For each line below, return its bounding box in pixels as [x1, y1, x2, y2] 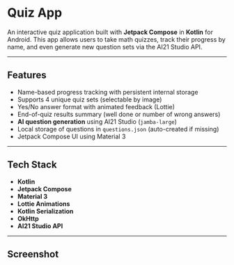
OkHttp [17, 214, 40, 223]
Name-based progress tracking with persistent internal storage [17, 88, 198, 96]
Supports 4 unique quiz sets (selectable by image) [17, 95, 162, 104]
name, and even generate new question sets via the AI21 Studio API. [7, 42, 203, 51]
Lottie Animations [17, 200, 70, 208]
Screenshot [7, 248, 59, 260]
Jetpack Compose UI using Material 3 [17, 132, 126, 140]
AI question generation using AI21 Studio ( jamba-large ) [17, 117, 178, 126]
